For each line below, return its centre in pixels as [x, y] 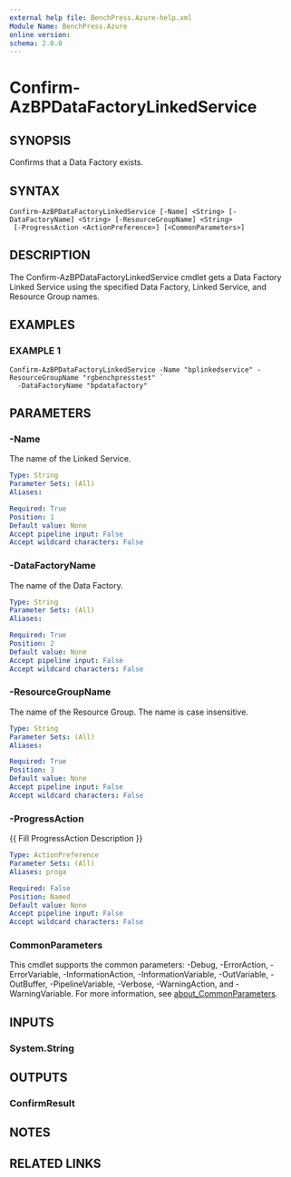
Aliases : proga [38, 871]
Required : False [40, 888]
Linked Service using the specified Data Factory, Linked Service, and [138, 287]
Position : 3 [32, 770]
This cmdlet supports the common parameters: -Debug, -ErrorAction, [139, 965]
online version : [40, 34]
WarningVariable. [42, 994]
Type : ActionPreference [54, 855]
